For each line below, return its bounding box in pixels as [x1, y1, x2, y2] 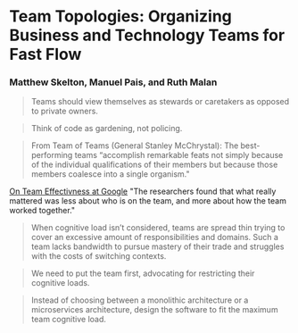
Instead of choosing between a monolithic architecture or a [30, 295, 249, 305]
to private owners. [30, 105, 98, 117]
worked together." [9, 205, 76, 216]
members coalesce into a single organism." [30, 169, 190, 179]
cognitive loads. [30, 278, 90, 288]
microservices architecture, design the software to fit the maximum [30, 304, 278, 315]
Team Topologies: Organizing [9, 6, 232, 27]
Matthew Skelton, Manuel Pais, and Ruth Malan [9, 76, 218, 88]
